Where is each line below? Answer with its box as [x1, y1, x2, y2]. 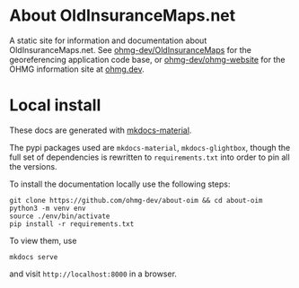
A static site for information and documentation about [9, 35, 207, 46]
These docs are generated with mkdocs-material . [9, 125, 192, 135]
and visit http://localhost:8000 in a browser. [9, 268, 178, 279]
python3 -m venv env [9, 204, 87, 213]
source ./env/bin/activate [9, 212, 110, 221]
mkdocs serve [9, 252, 58, 261]
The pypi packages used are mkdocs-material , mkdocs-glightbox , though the [9, 142, 291, 153]
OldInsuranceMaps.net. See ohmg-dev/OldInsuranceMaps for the [9, 44, 251, 55]
